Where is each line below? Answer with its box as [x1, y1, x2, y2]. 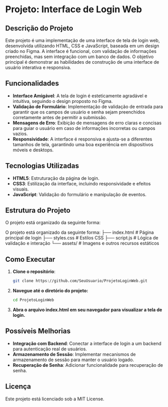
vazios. [12, 130, 28, 137]
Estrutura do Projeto [5, 206, 71, 215]
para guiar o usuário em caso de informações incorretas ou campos [12, 125, 155, 131]
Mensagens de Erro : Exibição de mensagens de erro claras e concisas [12, 120, 162, 126]
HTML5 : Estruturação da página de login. [12, 175, 100, 181]
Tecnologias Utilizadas [5, 161, 79, 170]
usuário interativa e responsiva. [5, 65, 71, 70]
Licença [5, 382, 32, 391]
